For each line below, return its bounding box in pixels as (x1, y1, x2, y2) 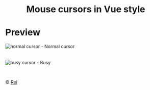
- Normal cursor (41, 43, 75, 50)
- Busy (36, 60, 51, 66)
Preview (5, 27, 41, 38)
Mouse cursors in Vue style (26, 4, 145, 15)
